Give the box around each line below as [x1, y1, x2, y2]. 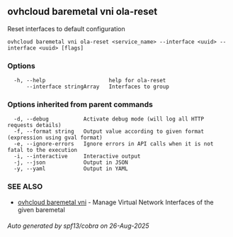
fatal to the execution [7, 147, 78, 154]
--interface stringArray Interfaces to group [25, 83, 170, 91]
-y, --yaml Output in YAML [13, 165, 129, 172]
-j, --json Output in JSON [13, 159, 129, 166]
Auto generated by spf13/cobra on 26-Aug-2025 [7, 221, 150, 230]
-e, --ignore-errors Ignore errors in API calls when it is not [13, 140, 214, 148]
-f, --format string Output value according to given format [13, 128, 204, 136]
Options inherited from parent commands [7, 99, 154, 109]
